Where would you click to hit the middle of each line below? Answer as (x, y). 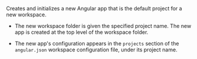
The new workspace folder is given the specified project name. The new (103, 26)
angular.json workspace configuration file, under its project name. (96, 50)
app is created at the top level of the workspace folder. (81, 32)
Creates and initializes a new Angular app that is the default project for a (94, 8)
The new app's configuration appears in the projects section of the (97, 44)
